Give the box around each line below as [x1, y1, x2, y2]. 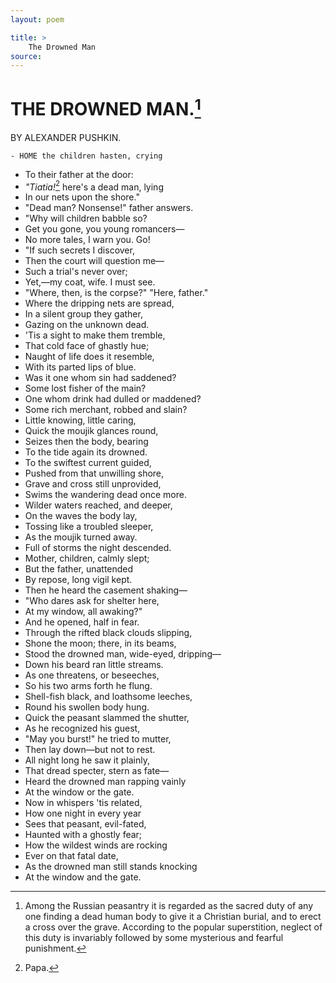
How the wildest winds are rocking [24, 839, 168, 851]
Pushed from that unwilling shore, [24, 467, 165, 480]
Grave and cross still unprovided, [24, 478, 162, 490]
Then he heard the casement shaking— [24, 584, 188, 596]
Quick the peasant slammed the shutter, [24, 712, 190, 724]
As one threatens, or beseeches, [24, 669, 160, 681]
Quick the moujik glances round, [24, 425, 159, 437]
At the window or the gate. [24, 786, 135, 798]
